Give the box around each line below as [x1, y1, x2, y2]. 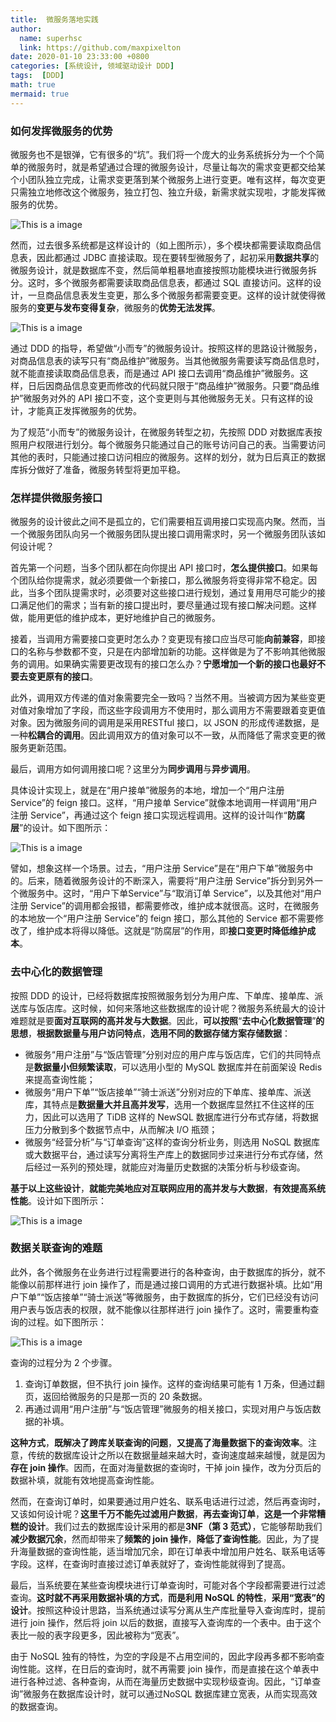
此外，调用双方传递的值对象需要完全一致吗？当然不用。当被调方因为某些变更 [10, 692, 326, 704]
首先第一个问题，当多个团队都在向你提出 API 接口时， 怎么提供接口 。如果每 [10, 562, 319, 574]
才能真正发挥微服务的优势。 [27, 404, 142, 416]
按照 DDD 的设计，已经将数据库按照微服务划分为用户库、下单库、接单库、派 [10, 989, 324, 1001]
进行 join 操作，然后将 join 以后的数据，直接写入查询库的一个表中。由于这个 [10, 1616, 322, 1628]
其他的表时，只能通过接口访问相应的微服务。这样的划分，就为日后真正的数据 [10, 451, 326, 463]
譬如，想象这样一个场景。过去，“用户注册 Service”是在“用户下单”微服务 [10, 862, 305, 875]
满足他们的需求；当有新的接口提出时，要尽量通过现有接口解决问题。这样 [18, 599, 317, 611]
